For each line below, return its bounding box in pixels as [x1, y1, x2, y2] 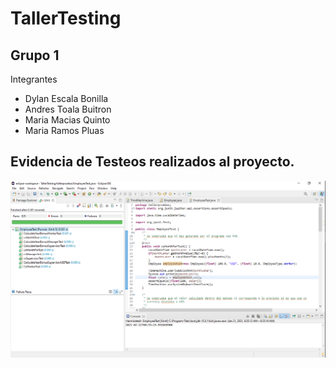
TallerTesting [10, 7, 122, 30]
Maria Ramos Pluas [24, 125, 105, 136]
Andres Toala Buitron [24, 103, 112, 115]
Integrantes [10, 73, 58, 85]
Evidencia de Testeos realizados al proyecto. [10, 153, 295, 171]
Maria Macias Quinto [24, 114, 111, 126]
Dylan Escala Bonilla [24, 93, 109, 104]
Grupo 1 [10, 47, 60, 64]
